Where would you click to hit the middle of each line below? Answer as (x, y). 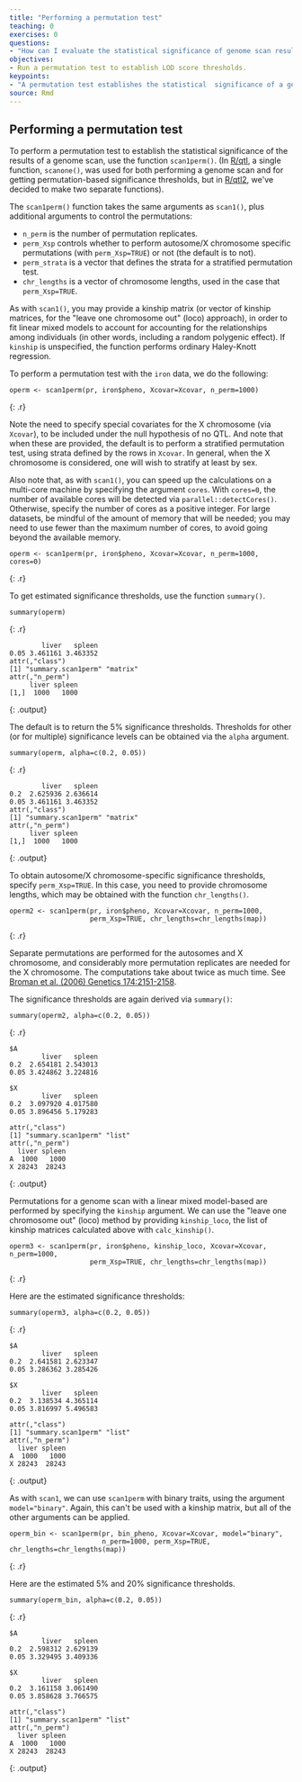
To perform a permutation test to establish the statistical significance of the (149, 151)
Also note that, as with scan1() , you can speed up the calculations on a (141, 480)
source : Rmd (31, 93)
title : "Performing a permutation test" (86, 18)
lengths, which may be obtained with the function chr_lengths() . (129, 895)
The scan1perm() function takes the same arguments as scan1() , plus (137, 207)
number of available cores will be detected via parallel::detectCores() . (143, 499)
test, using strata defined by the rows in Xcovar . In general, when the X (140, 453)
